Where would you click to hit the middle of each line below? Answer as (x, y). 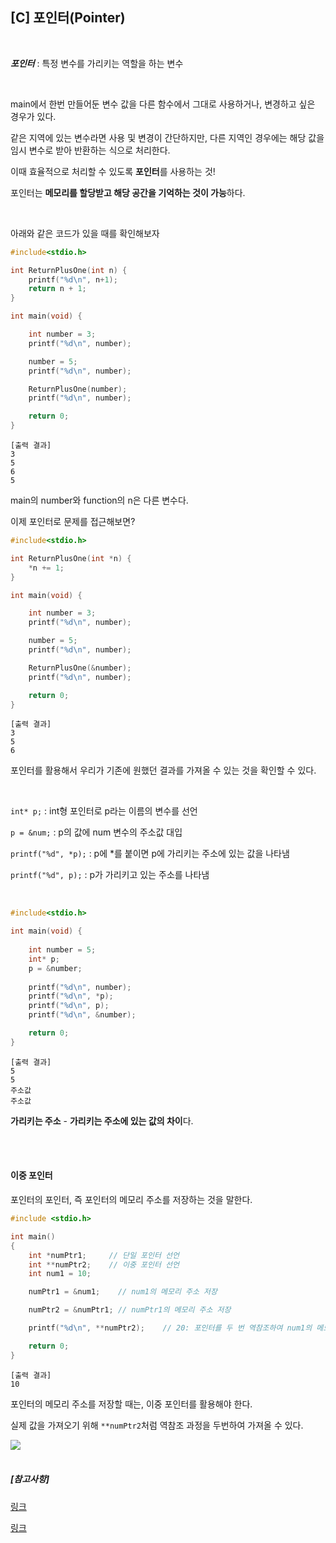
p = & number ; (55, 968)
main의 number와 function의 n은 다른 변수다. (99, 500)
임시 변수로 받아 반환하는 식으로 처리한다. (90, 150)
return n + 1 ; (57, 289)
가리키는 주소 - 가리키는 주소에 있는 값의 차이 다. (102, 1120)
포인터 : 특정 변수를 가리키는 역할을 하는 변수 (97, 63)
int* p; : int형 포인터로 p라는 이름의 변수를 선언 (104, 811)
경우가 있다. (33, 116)
